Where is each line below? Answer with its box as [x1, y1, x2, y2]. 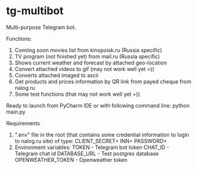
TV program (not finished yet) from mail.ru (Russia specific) [14, 53, 160, 60]
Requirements [6, 119, 40, 126]
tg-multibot [6, 4, 64, 18]
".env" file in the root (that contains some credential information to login [14, 131, 189, 138]
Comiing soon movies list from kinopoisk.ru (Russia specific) [14, 46, 163, 54]
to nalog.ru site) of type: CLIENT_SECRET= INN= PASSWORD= [14, 137, 167, 144]
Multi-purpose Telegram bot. [6, 24, 76, 31]
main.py [6, 108, 25, 115]
